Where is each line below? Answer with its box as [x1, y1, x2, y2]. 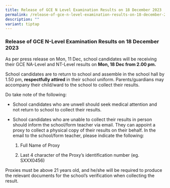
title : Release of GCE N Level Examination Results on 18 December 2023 [5, 7, 162, 13]
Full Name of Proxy [20, 142, 60, 148]
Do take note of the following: [5, 91, 67, 97]
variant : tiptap [5, 21, 39, 27]
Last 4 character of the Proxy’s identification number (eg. [20, 152, 140, 158]
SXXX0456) [20, 157, 45, 163]
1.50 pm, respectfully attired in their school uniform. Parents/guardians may [5, 76, 164, 82]
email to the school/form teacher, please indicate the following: [12, 132, 144, 139]
